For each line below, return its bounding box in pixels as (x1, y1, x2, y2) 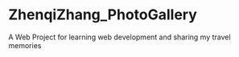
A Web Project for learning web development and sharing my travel (8, 32, 231, 42)
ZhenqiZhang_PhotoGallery (8, 6, 197, 24)
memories (8, 40, 42, 50)
